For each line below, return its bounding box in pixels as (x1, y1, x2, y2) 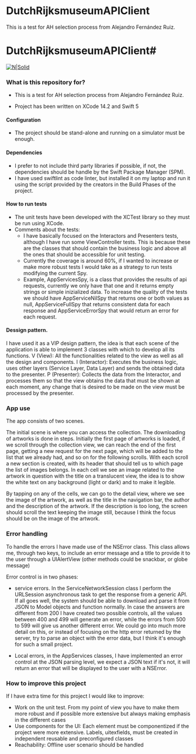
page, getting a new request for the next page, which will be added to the (6, 448, 183, 455)
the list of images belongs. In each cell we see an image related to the (6, 466, 174, 474)
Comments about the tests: (14, 226, 80, 233)
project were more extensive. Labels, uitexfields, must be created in (14, 729, 178, 736)
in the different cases (14, 716, 66, 723)
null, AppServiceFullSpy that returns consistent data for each (23, 300, 170, 307)
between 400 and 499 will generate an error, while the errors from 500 (14, 616, 186, 623)
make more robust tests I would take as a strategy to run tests (23, 263, 173, 271)
